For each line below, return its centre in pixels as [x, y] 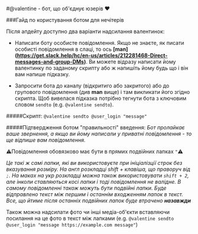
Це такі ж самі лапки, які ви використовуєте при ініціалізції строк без [94, 163]
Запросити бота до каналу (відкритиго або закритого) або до [92, 86]
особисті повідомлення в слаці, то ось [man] [71, 49]
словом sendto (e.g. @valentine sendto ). [64, 105]
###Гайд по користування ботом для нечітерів [65, 20]
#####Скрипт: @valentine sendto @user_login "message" [77, 116]
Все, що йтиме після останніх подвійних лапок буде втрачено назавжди [98, 201]
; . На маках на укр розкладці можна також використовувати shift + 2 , [98, 175]
